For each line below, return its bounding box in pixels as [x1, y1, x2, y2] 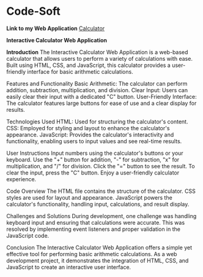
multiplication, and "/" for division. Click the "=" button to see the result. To [6, 162, 195, 170]
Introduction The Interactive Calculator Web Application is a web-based [6, 48, 188, 56]
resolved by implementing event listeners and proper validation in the [6, 225, 180, 233]
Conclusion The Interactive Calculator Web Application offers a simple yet [6, 244, 193, 251]
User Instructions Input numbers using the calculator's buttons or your [6, 149, 183, 157]
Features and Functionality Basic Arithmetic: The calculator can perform [6, 80, 188, 87]
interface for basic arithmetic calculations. [27, 68, 133, 75]
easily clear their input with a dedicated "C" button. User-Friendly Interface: [6, 93, 197, 100]
